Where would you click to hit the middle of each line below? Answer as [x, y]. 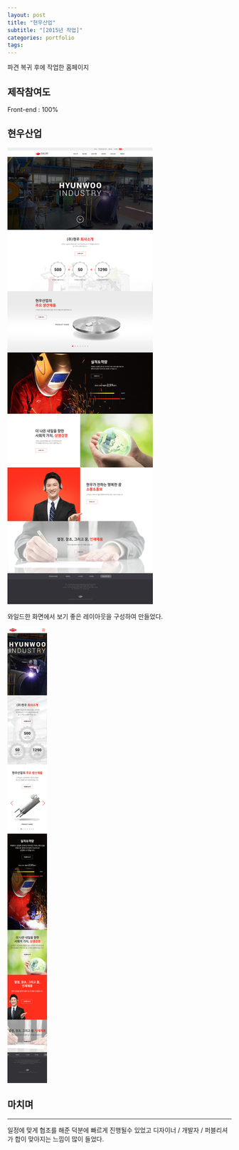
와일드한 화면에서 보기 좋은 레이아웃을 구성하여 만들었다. [85, 616]
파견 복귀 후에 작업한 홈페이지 [48, 67]
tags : [15, 45]
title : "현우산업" [32, 22]
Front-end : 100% [33, 109]
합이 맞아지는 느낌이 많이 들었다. [59, 1139]
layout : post [27, 15]
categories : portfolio [41, 38]
